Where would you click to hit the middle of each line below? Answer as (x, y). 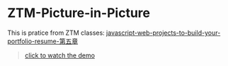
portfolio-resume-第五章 (43, 41)
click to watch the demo (60, 55)
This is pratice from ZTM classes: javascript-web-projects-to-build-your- (114, 33)
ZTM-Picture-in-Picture (79, 13)
